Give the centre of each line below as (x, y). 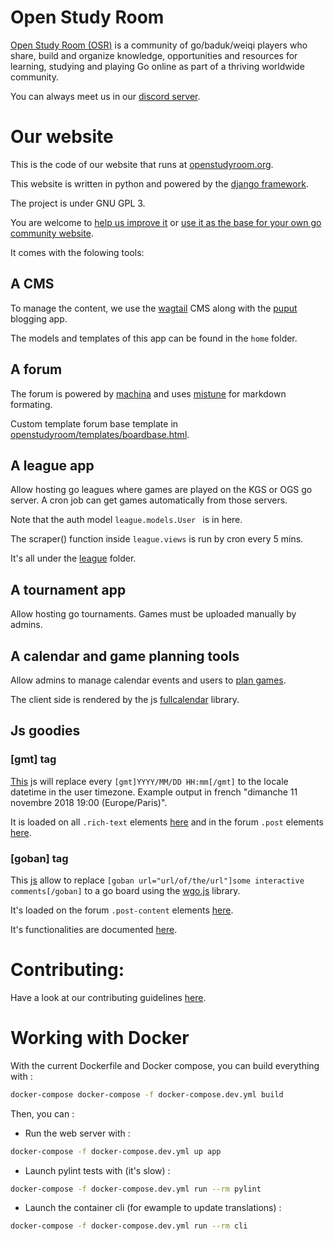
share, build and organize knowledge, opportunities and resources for (154, 55)
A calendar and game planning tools (125, 656)
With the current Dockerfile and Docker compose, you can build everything (165, 1065)
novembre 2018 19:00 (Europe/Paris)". (89, 802)
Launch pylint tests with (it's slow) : (97, 1170)
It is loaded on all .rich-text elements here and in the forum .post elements (167, 822)
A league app (52, 465)
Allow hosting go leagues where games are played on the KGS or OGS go (161, 490)
